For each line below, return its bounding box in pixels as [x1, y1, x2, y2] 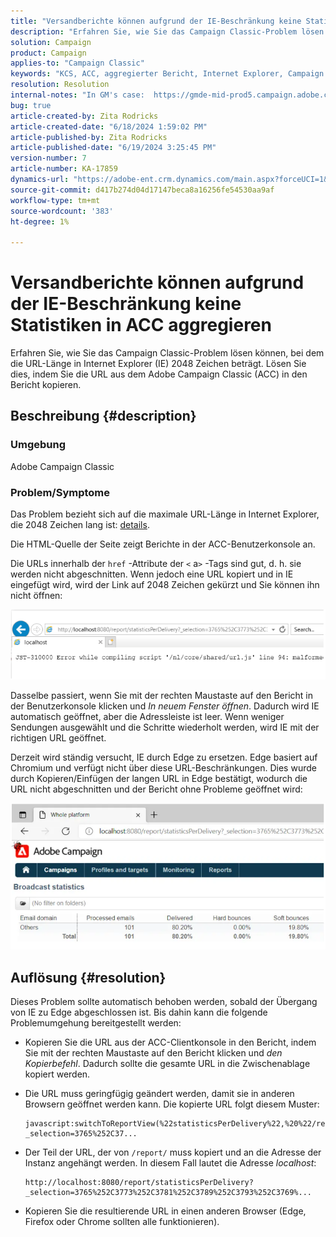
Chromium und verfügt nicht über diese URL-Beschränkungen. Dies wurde [10, 761, 317, 774]
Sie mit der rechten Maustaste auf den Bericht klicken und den [24, 1047, 283, 1059]
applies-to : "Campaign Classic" [10, 58, 145, 69]
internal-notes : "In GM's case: [10, 90, 145, 100]
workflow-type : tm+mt [10, 195, 101, 205]
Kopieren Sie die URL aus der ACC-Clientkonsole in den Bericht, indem [24, 1036, 317, 1049]
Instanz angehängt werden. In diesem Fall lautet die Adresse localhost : [24, 1157, 317, 1169]
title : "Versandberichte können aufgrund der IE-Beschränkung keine [10, 16, 302, 26]
